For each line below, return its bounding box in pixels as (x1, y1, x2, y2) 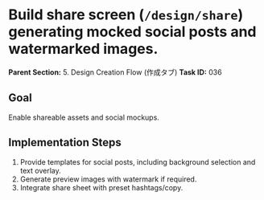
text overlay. (19, 165, 62, 175)
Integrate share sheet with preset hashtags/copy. (19, 182, 184, 192)
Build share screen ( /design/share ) (8, 6, 244, 24)
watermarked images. (8, 40, 159, 58)
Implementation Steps (8, 136, 122, 149)
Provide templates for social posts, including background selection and (19, 157, 256, 166)
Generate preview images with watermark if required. (19, 174, 197, 184)
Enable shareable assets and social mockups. (8, 112, 159, 122)
